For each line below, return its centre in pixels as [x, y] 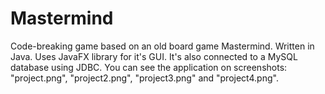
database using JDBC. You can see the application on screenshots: [149, 67]
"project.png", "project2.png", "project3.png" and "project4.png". [144, 78]
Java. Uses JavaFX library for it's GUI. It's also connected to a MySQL [154, 56]
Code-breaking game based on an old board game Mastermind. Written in [162, 46]
